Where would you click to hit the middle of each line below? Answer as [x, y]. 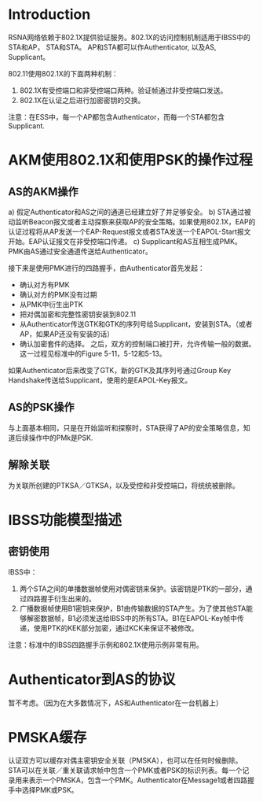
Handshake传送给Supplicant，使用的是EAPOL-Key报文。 [100, 380]
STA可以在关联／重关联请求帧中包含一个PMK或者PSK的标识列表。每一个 [125, 771]
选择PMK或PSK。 [50, 790]
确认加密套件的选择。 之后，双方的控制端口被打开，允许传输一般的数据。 [137, 343]
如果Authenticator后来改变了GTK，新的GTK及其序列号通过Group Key [120, 370]
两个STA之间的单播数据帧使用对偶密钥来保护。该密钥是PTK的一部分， [132, 589]
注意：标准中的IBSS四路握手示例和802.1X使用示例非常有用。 [106, 645]
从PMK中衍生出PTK [51, 304]
